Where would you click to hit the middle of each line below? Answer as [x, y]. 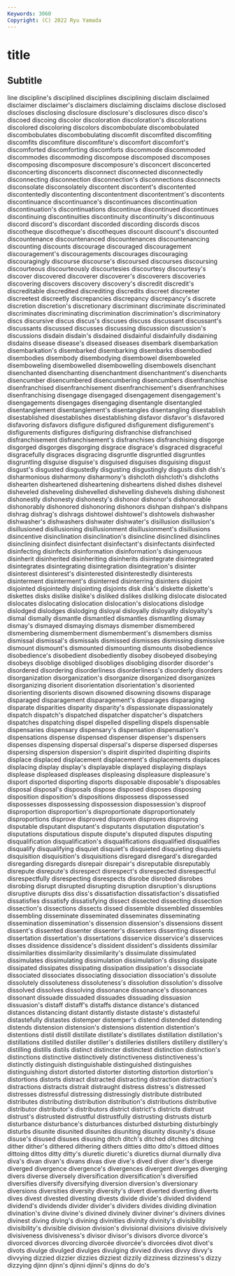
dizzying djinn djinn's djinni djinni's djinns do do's [79, 1265]
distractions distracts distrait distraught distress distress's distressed [107, 1086]
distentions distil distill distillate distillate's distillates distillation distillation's [115, 1035]
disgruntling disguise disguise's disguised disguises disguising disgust [109, 462]
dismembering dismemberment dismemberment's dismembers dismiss [110, 633]
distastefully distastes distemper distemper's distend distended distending [115, 1020]
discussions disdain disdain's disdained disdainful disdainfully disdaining [112, 335]
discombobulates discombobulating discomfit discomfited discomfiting [109, 134]
